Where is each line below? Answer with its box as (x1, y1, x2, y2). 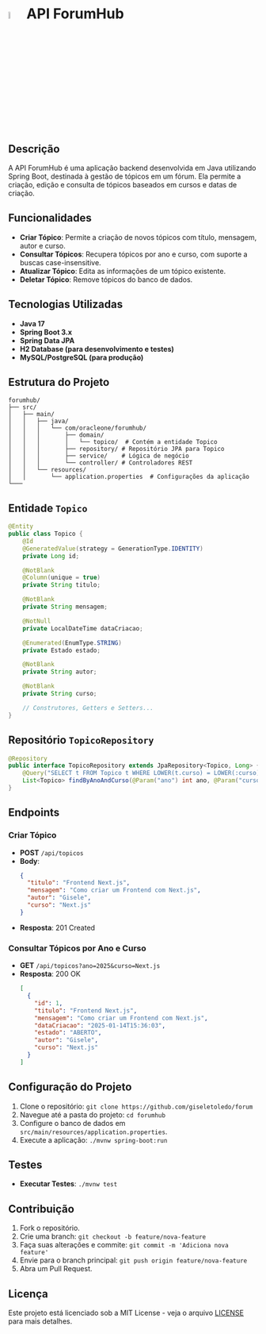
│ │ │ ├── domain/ (8, 431, 104, 439)
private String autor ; (22, 668, 97, 676)
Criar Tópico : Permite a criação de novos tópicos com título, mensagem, (19, 232, 257, 242)
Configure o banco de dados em (19, 1118, 126, 1128)
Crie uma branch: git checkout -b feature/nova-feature (19, 1232, 207, 1241)
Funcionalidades (8, 211, 93, 225)
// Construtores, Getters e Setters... (22, 704, 154, 711)
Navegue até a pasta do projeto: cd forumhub (19, 1109, 166, 1120)
